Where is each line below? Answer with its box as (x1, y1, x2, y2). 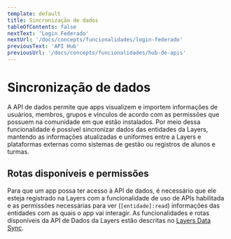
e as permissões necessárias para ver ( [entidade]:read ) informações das (7, 201, 220, 210)
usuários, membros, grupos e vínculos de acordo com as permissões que (7, 110, 220, 118)
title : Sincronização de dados (7, 17, 99, 24)
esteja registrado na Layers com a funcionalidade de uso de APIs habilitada (7, 193, 225, 202)
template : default (7, 10, 61, 18)
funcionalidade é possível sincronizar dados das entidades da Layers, (7, 125, 209, 133)
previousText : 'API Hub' (7, 43, 80, 50)
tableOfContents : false (7, 23, 77, 30)
